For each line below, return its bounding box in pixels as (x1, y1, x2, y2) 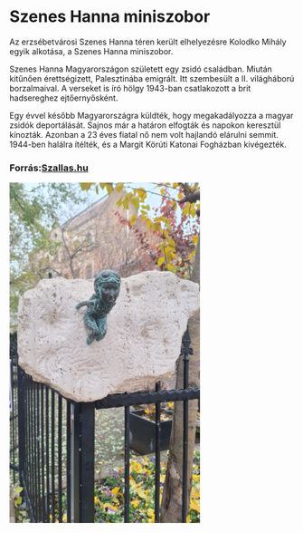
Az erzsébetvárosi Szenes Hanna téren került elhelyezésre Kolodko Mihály (9, 36, 287, 47)
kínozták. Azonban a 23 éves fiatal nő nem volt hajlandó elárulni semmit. (9, 129, 279, 140)
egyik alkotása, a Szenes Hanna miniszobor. (9, 45, 174, 56)
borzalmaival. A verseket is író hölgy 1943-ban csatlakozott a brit (9, 82, 251, 93)
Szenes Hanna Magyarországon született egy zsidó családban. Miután (9, 63, 273, 74)
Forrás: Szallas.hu (9, 161, 89, 174)
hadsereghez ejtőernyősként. (9, 92, 118, 103)
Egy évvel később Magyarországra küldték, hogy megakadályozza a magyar (9, 110, 294, 121)
